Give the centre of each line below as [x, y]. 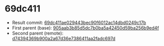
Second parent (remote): [38, 33]
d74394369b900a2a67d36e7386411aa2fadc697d [64, 38]
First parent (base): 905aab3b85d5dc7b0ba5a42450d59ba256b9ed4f [86, 27]
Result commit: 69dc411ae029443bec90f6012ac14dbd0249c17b [79, 22]
